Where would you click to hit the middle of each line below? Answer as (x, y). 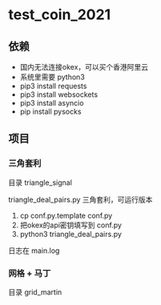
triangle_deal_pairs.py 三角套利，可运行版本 (80, 199)
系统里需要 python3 (52, 77)
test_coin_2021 (60, 15)
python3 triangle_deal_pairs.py (71, 234)
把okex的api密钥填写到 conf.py (71, 225)
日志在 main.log (34, 251)
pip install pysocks (50, 111)
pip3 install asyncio (52, 103)
